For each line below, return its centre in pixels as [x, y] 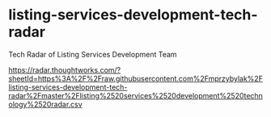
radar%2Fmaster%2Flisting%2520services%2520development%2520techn [135, 95]
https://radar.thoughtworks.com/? [65, 69]
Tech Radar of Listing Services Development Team [93, 54]
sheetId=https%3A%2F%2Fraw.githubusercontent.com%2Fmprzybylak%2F [135, 78]
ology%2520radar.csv [45, 104]
